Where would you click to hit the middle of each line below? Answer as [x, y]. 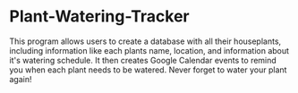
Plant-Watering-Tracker [99, 17]
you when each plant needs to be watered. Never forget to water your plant [148, 70]
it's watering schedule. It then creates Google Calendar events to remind [143, 60]
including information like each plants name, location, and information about [149, 50]
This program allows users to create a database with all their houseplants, [145, 41]
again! [21, 79]
